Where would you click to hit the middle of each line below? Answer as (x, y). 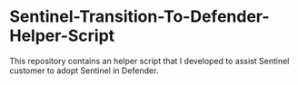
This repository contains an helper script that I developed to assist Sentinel (149, 61)
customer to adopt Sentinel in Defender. (84, 71)
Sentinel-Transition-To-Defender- (139, 17)
